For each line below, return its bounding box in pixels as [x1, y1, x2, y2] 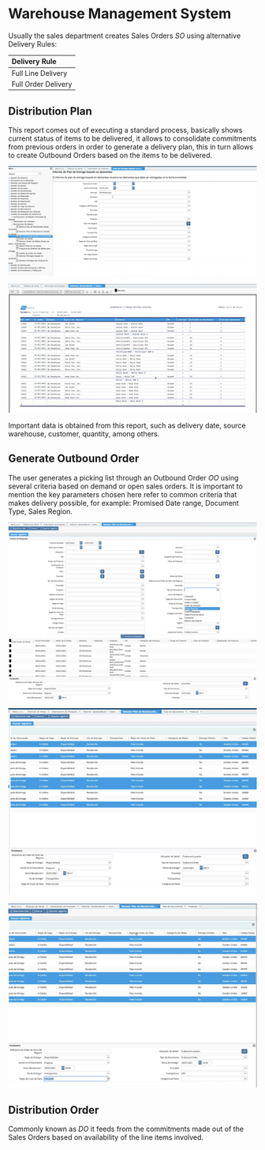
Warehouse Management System [8, 5, 232, 23]
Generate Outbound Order [8, 452, 140, 466]
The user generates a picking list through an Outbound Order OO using [8, 473, 239, 482]
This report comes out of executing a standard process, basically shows [8, 126, 243, 135]
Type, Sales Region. [8, 507, 73, 516]
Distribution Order [8, 1103, 99, 1117]
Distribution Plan [8, 104, 92, 118]
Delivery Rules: [8, 39, 58, 48]
